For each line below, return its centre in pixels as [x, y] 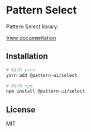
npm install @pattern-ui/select [45, 92]
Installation [27, 56]
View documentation [31, 38]
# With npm [19, 86]
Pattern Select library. [32, 26]
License [21, 109]
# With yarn [21, 70]
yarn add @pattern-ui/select [42, 75]
